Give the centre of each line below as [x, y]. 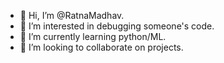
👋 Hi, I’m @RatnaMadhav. [72, 15]
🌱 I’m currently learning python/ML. [93, 36]
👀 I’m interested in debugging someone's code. [117, 26]
